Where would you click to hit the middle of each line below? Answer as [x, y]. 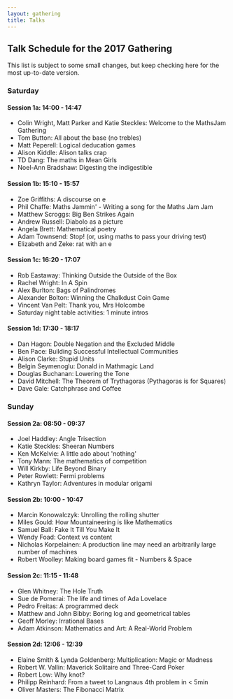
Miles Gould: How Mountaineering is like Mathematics [95, 522]
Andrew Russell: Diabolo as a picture [70, 222]
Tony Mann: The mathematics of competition [82, 461]
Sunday [21, 406]
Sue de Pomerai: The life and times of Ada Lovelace [92, 598]
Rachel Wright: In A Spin [52, 282]
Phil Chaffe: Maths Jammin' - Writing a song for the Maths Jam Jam [115, 206]
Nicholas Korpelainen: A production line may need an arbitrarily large [116, 545]
